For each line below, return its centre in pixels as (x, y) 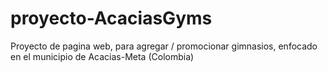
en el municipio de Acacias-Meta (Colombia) (102, 56)
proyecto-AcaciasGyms (111, 18)
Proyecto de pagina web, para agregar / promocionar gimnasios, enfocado (164, 46)
